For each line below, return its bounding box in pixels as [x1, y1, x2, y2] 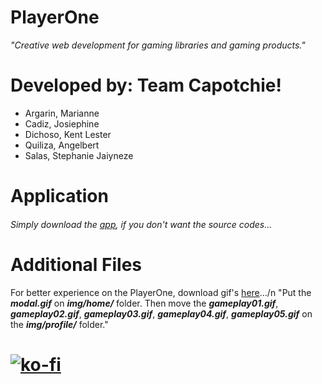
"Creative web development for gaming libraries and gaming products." [10, 39, 306, 51]
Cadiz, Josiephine [24, 117, 100, 130]
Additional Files [10, 253, 143, 276]
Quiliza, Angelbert [24, 139, 100, 151]
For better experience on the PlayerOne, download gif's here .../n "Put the [10, 286, 312, 298]
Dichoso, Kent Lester [24, 128, 112, 140]
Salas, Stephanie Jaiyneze [24, 149, 134, 161]
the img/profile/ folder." [10, 318, 109, 330]
